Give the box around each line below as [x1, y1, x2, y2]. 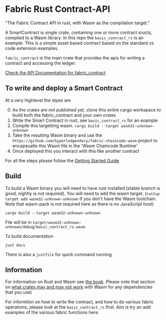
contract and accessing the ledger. [5, 60, 76, 66]
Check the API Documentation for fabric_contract [5, 69, 106, 75]
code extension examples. [5, 45, 59, 51]
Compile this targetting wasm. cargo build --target [12, 122, 119, 128]
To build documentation [5, 233, 54, 239]
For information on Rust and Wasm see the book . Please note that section [5, 279, 155, 285]
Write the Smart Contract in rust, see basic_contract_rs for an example [12, 117, 158, 123]
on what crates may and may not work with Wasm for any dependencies [5, 284, 153, 290]
